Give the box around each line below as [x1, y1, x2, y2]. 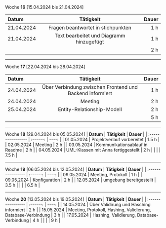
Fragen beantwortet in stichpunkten [48, 24, 132, 31]
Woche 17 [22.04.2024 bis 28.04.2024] [5, 64, 85, 70]
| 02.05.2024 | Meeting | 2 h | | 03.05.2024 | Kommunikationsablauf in [5, 142, 148, 148]
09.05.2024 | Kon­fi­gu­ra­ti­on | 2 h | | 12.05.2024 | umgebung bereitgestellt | [5, 177, 156, 183]
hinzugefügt [76, 38, 104, 45]
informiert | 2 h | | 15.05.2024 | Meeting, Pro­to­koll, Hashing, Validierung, [5, 207, 151, 213]
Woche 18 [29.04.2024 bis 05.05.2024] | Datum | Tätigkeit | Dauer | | [5, 131, 147, 137]
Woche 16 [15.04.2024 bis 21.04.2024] [5, 4, 84, 10]
